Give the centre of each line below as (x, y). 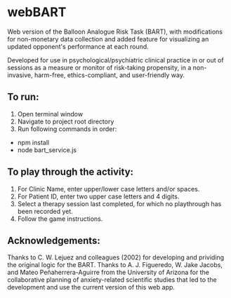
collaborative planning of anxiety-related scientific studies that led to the (112, 280)
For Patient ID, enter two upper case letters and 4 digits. (98, 196)
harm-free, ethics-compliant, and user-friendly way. (109, 75)
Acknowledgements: (54, 240)
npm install (33, 142)
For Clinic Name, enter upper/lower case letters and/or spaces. (108, 189)
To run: (23, 97)
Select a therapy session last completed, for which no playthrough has (119, 203)
